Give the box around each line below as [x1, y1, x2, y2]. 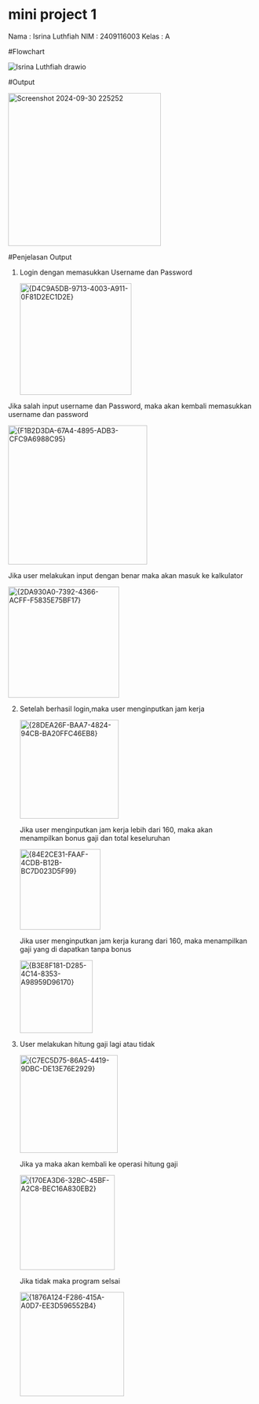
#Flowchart [8, 46, 46, 56]
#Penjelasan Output [8, 252, 72, 261]
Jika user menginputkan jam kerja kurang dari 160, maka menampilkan [19, 936, 247, 945]
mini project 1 [8, 6, 97, 24]
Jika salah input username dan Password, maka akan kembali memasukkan [8, 401, 252, 411]
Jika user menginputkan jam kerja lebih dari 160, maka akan [19, 824, 213, 835]
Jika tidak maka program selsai [19, 1276, 120, 1285]
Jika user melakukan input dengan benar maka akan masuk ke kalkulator [8, 570, 243, 580]
